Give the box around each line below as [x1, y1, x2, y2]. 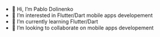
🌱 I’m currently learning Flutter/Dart [11, 18, 98, 25]
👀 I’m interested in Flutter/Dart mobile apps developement [11, 12, 153, 19]
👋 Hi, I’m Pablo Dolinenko [11, 6, 73, 12]
